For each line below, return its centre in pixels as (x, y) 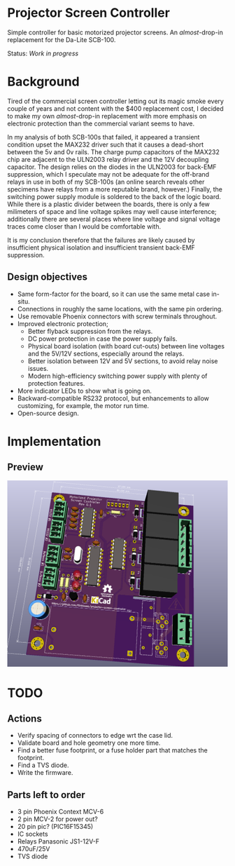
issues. (38, 368)
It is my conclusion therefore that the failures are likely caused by (101, 240)
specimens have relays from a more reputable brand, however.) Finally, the (115, 189)
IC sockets (33, 834)
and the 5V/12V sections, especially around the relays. (106, 353)
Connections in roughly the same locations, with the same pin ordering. (120, 309)
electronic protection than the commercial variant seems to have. (101, 123)
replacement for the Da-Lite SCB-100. (62, 39)
